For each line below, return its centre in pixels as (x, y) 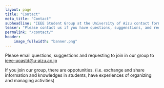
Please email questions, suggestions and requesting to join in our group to (80, 55)
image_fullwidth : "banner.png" (46, 42)
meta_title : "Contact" (28, 19)
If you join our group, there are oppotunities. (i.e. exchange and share (75, 70)
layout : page (18, 10)
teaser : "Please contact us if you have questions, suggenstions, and (78, 28)
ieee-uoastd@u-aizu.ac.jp (31, 60)
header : (13, 37)
